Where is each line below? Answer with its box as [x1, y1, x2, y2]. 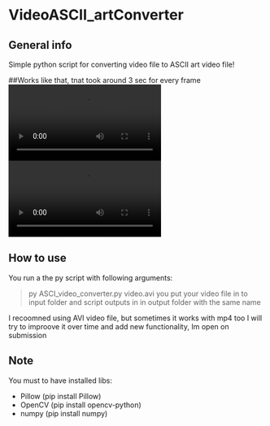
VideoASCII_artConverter [8, 6, 185, 24]
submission [8, 330, 47, 340]
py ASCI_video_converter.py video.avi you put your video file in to [28, 289, 248, 298]
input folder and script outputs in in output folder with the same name [28, 297, 262, 306]
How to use [8, 251, 67, 265]
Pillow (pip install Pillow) [20, 391, 102, 401]
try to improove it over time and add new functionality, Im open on [8, 321, 229, 331]
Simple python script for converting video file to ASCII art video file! [8, 59, 235, 69]
